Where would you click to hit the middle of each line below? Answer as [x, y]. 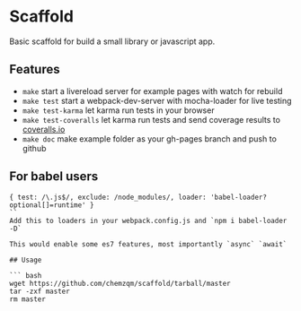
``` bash [26, 275]
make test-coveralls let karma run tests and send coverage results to [151, 119]
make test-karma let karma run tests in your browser [118, 110]
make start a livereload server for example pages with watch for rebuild [152, 91]
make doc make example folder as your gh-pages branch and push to [149, 138]
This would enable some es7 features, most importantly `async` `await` [148, 244]
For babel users [54, 177]
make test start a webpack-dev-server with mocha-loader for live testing [157, 100]
